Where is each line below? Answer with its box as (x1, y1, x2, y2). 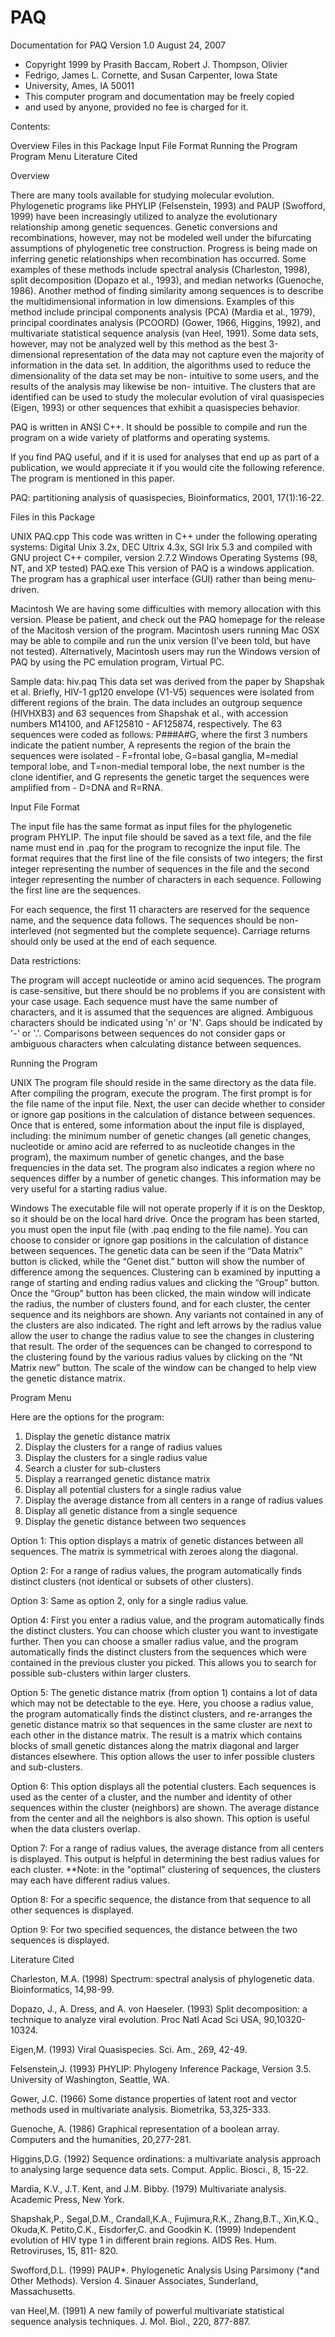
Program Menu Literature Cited (10, 150, 138, 162)
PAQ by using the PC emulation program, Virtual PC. (10, 656, 225, 668)
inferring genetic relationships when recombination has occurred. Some (10, 252, 307, 265)
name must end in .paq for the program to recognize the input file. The (10, 841, 301, 853)
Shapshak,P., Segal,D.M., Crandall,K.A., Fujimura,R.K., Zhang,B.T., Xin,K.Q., (10, 2212, 319, 2225)
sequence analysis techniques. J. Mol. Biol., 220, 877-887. (10, 2315, 251, 2327)
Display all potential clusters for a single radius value (24, 1483, 242, 1495)
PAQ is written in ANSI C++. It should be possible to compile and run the (10, 421, 308, 433)
